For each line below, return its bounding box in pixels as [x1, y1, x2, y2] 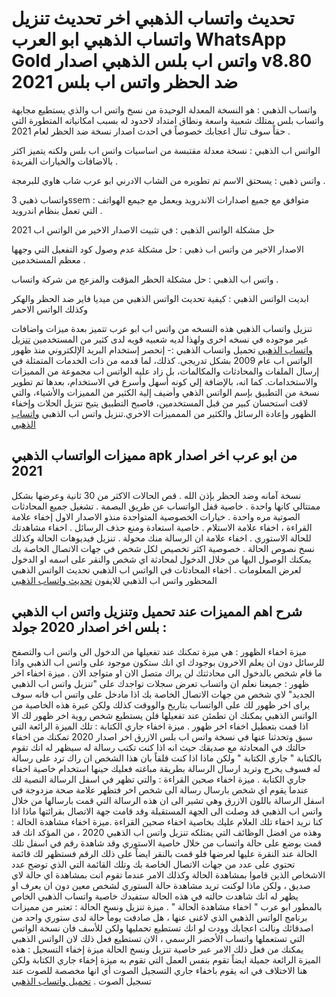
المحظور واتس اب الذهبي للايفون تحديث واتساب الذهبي [11, 574, 218, 586]
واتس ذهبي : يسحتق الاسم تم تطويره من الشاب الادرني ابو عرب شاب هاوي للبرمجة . [11, 174, 326, 186]
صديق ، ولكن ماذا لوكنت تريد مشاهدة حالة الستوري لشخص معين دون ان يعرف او [11, 879, 311, 891]
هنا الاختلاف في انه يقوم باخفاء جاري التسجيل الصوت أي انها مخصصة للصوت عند [11, 964, 308, 976]
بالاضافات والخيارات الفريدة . [11, 155, 119, 167]
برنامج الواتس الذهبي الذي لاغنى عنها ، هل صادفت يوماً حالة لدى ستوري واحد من [11, 911, 308, 923]
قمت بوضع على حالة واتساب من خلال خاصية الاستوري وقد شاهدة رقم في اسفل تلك [11, 837, 323, 849]
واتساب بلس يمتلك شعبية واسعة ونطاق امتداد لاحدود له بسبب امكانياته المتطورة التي [11, 114, 324, 126]
